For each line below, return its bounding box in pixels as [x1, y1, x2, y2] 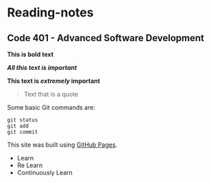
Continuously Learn [16, 169, 73, 176]
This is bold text [7, 50, 53, 58]
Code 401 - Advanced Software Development [7, 32, 204, 44]
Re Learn [16, 161, 43, 169]
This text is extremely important [7, 77, 101, 85]
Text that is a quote [23, 90, 79, 98]
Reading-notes [7, 5, 94, 21]
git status [7, 117, 38, 123]
